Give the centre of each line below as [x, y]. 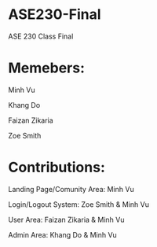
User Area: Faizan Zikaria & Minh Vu [66, 219]
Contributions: [57, 168]
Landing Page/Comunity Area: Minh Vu [71, 189]
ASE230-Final [55, 15]
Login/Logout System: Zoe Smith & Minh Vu [78, 204]
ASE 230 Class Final [41, 36]
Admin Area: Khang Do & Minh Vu [63, 234]
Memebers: [46, 68]
